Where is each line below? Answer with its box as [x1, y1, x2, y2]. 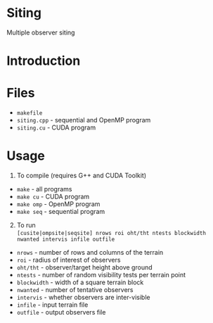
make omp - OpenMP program [16, 200, 101, 208]
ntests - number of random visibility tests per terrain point [16, 271, 186, 279]
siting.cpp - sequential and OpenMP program [16, 116, 151, 125]
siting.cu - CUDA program [16, 123, 96, 132]
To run [16, 221, 36, 229]
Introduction [6, 53, 81, 69]
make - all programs [16, 185, 72, 193]
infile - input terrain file [16, 300, 89, 309]
